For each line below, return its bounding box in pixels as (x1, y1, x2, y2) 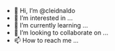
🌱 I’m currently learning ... (13, 21, 89, 29)
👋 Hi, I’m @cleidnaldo (13, 7, 75, 14)
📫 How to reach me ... (13, 37, 79, 44)
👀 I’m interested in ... (13, 14, 73, 22)
